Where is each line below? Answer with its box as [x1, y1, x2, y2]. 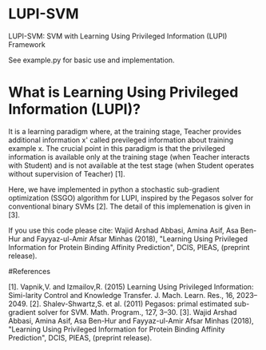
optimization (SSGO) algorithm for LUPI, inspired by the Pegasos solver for [8, 193, 254, 202]
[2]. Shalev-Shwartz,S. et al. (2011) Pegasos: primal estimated [29, 299, 233, 308]
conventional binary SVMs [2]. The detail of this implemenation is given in [8, 201, 251, 211]
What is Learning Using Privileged [8, 83, 239, 101]
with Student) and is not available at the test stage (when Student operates [8, 161, 254, 170]
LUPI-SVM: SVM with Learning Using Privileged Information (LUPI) [8, 31, 228, 41]
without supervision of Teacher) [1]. [8, 169, 125, 178]
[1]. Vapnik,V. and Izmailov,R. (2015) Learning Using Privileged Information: [8, 281, 254, 292]
